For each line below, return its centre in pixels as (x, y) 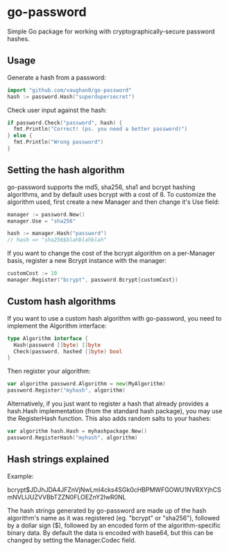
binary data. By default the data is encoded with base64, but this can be (110, 532)
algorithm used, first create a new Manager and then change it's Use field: (113, 202)
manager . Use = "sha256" (42, 221)
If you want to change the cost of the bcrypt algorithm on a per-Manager (111, 253)
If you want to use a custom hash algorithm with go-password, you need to (114, 318)
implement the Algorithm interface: (57, 326)
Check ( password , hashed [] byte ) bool (68, 351)
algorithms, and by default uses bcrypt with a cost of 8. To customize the (112, 194)
